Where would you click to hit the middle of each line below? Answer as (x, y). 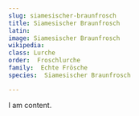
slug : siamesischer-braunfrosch (62, 16)
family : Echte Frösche (48, 68)
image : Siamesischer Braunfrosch (64, 38)
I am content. (30, 105)
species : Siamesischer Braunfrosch (69, 75)
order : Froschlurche (45, 61)
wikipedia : (27, 46)
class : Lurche (32, 53)
